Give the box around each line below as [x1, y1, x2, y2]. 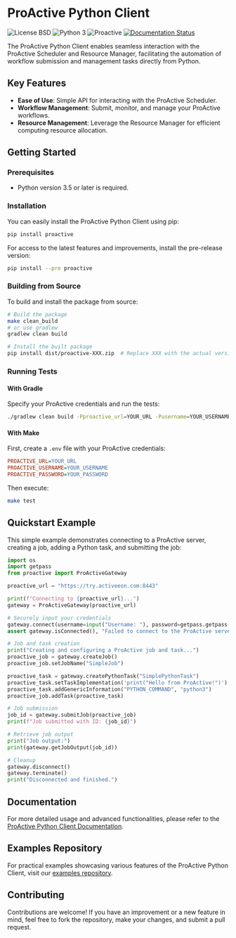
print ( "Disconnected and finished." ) [7, 777, 118, 784]
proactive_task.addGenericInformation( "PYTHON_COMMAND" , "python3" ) [7, 686, 212, 693]
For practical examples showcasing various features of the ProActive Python [7, 861, 228, 870]
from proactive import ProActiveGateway [7, 569, 128, 577]
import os [7, 557, 37, 564]
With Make [7, 428, 40, 437]
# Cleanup [7, 756, 37, 764]
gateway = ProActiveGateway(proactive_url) [7, 601, 137, 609]
